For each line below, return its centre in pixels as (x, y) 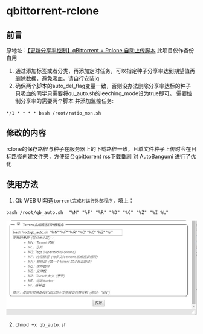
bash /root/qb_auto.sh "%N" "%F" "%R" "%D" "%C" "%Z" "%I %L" (88, 212)
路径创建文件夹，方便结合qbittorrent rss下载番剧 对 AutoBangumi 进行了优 (104, 156)
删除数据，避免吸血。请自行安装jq (57, 78)
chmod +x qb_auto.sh (41, 325)
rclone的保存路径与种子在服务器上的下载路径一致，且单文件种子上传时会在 (99, 148)
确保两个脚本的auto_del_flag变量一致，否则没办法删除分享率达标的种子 (103, 86)
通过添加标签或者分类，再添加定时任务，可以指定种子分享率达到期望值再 (105, 71)
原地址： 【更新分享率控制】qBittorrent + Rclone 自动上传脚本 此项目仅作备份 (100, 50)
